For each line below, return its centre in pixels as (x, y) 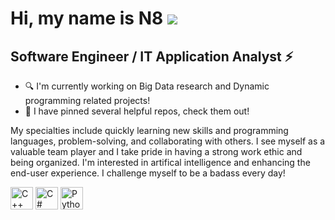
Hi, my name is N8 (87, 18)
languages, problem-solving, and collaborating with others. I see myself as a (168, 141)
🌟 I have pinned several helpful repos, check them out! (137, 111)
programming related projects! (87, 100)
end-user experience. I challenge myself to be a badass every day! (148, 173)
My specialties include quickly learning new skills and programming (149, 130)
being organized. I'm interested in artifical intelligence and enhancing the (160, 162)
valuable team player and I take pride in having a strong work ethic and (156, 151)
